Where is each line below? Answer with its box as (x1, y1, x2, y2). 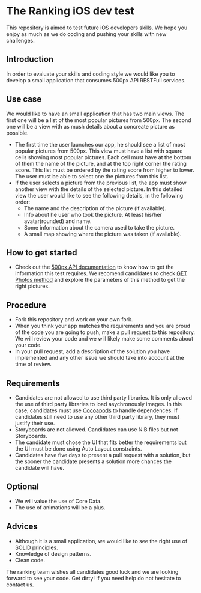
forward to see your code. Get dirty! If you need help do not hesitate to (6, 574, 181, 582)
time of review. (14, 360, 52, 368)
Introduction (6, 54, 54, 64)
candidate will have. (14, 464, 65, 471)
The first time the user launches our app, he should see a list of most (14, 141, 185, 148)
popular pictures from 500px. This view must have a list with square (14, 147, 183, 154)
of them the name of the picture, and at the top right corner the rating (14, 160, 187, 167)
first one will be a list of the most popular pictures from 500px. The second (6, 116, 191, 124)
